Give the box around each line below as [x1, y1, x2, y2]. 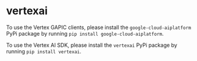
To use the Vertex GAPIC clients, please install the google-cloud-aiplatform [6, 24, 192, 31]
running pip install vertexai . [6, 47, 82, 54]
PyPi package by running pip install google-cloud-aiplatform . [6, 30, 164, 37]
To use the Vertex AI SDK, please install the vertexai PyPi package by [6, 41, 177, 49]
